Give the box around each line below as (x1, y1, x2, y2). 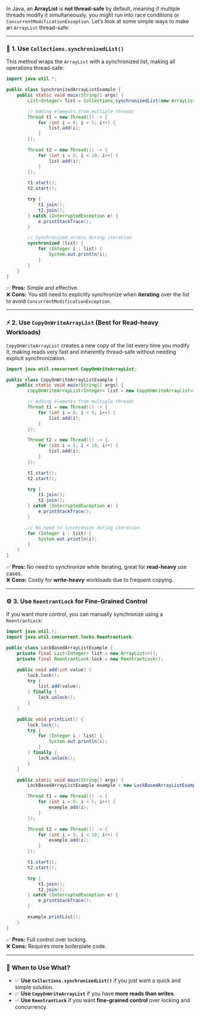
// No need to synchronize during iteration (27, 525, 140, 531)
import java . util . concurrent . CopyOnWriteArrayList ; (6, 366, 137, 372)
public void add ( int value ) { (17, 667, 92, 673)
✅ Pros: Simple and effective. (6, 284, 79, 292)
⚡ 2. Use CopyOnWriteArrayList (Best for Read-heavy (6, 318, 159, 327)
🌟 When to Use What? (6, 963, 70, 971)
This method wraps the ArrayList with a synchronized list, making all (6, 58, 176, 65)
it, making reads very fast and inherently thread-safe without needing (6, 348, 177, 355)
